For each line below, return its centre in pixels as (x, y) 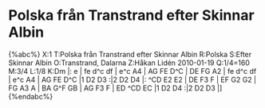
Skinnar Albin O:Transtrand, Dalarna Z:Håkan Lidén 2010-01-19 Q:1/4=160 (129, 63)
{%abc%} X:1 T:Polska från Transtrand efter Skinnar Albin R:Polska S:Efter (130, 54)
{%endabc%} (31, 96)
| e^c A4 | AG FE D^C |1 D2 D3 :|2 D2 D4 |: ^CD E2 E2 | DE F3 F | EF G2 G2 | (132, 79)
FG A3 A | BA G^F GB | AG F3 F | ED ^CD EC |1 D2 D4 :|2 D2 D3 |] (115, 88)
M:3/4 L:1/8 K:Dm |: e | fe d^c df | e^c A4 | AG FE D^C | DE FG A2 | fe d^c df (132, 71)
